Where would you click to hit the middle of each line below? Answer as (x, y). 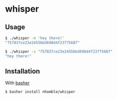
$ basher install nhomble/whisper (40, 92)
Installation (23, 71)
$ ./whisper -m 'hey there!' (35, 38)
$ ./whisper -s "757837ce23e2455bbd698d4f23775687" (59, 51)
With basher (17, 83)
